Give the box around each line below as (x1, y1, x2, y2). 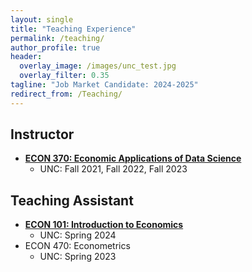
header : (10, 52, 43, 62)
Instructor (10, 126, 75, 143)
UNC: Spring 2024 (39, 229, 117, 241)
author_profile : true (10, 42, 101, 53)
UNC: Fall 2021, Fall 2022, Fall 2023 (39, 163, 188, 175)
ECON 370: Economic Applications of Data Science (24, 152, 242, 165)
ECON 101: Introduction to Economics (24, 219, 184, 231)
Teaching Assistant (10, 192, 134, 209)
